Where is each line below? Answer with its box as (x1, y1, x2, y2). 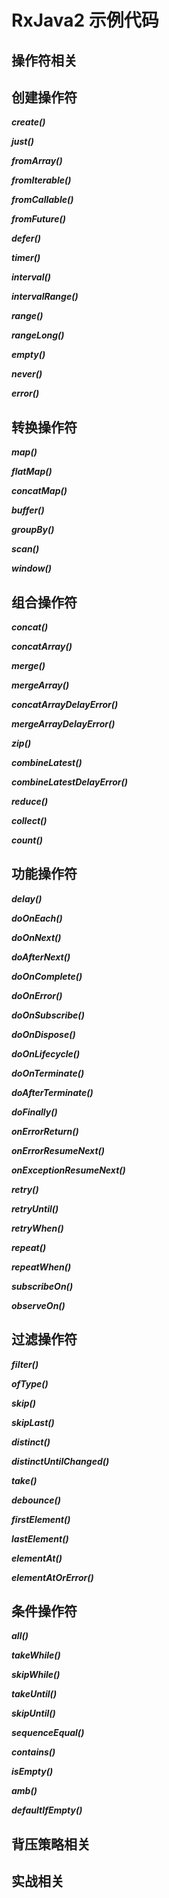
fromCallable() (11, 194, 74, 206)
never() (11, 368, 43, 380)
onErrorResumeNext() (11, 1144, 106, 1156)
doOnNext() (11, 931, 62, 943)
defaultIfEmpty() (11, 1804, 83, 1816)
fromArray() (11, 155, 63, 167)
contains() (11, 1746, 56, 1758)
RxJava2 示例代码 (11, 9, 159, 32)
